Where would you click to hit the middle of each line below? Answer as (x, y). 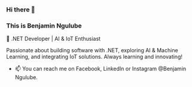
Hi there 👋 (21, 10)
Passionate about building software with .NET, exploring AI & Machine (92, 50)
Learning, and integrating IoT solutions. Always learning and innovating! (95, 57)
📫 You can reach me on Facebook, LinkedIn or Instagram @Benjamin (100, 69)
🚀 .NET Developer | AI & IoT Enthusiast (53, 39)
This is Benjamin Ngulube (44, 25)
